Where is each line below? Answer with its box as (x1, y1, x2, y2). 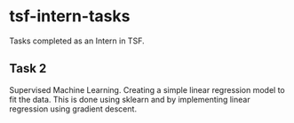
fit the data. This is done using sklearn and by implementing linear (9, 94, 250, 104)
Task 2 (9, 61, 47, 76)
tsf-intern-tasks (9, 6, 131, 27)
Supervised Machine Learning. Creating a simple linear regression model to (9, 84, 286, 95)
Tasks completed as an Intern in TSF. (9, 35, 145, 46)
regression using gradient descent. (9, 104, 138, 114)
